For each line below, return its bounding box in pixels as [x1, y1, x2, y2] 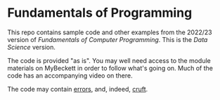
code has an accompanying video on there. [7, 71, 133, 80]
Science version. [7, 43, 56, 51]
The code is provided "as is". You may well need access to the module [7, 56, 211, 64]
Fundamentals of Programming [7, 5, 193, 21]
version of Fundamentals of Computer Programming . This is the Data [7, 35, 208, 43]
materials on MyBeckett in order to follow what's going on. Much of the [7, 64, 213, 72]
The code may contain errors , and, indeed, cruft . [7, 85, 148, 93]
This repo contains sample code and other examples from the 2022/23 [7, 28, 212, 36]
